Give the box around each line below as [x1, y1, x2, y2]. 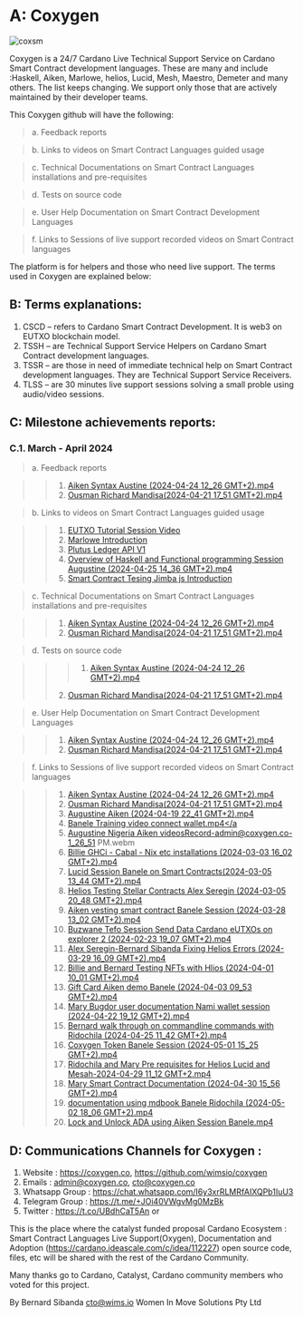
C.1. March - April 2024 [9, 442, 113, 454]
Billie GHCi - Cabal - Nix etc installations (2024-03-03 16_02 [67, 847, 293, 858]
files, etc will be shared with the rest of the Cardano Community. [9, 1253, 250, 1263]
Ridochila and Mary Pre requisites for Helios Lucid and [67, 1058, 270, 1070]
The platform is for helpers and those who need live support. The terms [9, 260, 276, 272]
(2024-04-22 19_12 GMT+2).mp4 [67, 1010, 190, 1021]
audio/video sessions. [22, 388, 105, 399]
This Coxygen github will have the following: [9, 109, 175, 120]
